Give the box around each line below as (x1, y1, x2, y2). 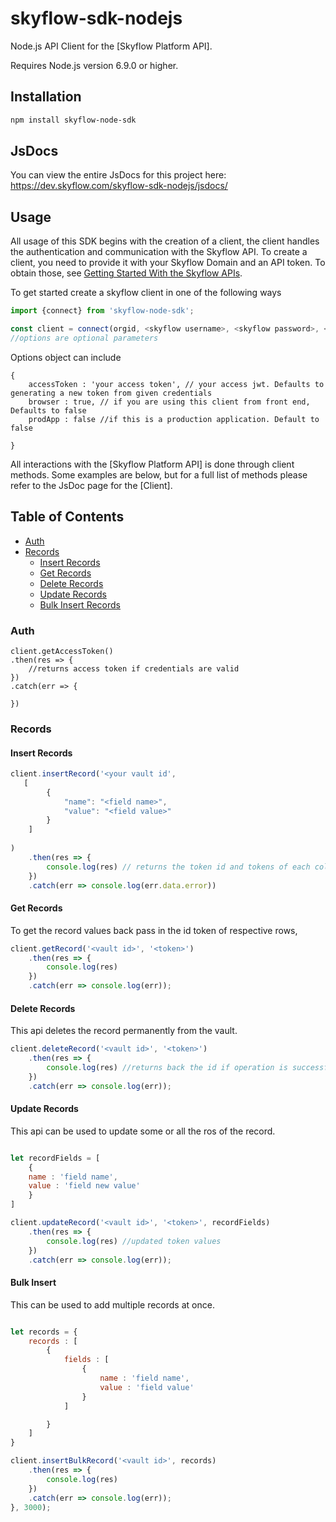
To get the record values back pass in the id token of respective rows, (10, 924, 298, 936)
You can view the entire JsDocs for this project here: (10, 169, 227, 181)
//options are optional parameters (10, 333, 159, 343)
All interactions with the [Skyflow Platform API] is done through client (10, 458, 295, 470)
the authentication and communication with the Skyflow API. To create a (10, 246, 308, 258)
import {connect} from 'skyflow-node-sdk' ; (10, 306, 195, 316)
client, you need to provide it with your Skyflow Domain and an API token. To (10, 257, 326, 269)
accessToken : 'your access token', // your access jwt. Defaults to (28, 379, 325, 389)
